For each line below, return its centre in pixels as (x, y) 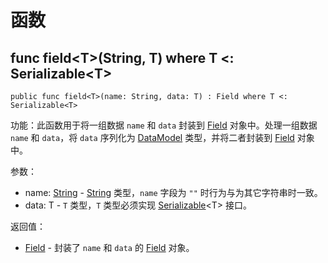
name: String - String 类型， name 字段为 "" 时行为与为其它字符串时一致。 (173, 192)
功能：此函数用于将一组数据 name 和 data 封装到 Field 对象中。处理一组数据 (164, 125)
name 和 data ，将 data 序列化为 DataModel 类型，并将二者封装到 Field (152, 137)
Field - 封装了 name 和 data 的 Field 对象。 (109, 247)
